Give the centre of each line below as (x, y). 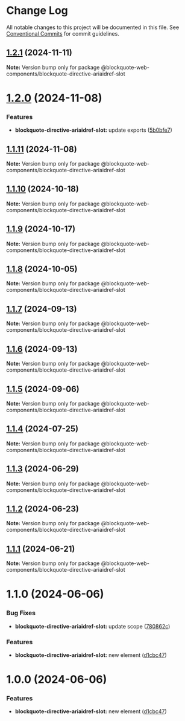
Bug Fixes (21, 613)
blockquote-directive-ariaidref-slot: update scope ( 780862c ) (92, 626)
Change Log (37, 11)
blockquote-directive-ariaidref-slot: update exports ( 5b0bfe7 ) (94, 130)
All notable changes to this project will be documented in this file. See (93, 27)
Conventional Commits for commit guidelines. (63, 33)
